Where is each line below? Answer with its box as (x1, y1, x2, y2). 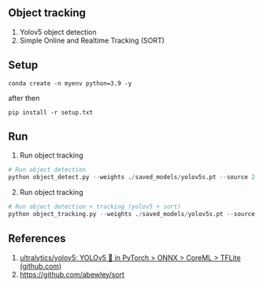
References (8, 232, 66, 245)
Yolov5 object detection (19, 27, 97, 36)
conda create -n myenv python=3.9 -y (8, 79, 132, 88)
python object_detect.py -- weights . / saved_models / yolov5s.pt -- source (8, 173, 248, 181)
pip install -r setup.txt (8, 108, 93, 117)
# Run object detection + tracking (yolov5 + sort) (8, 203, 181, 211)
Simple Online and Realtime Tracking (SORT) (19, 35, 165, 45)
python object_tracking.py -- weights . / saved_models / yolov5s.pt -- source (8, 211, 256, 218)
